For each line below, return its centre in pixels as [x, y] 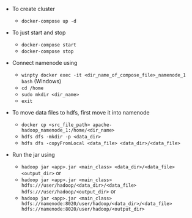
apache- [102, 125]
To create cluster [33, 9]
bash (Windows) [41, 81]
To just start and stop [39, 32]
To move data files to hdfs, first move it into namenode [81, 112]
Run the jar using [33, 155]
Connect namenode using [45, 63]
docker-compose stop [47, 51]
